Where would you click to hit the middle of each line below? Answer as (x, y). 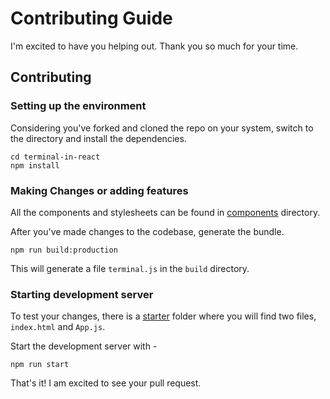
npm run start (40, 365)
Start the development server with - (84, 346)
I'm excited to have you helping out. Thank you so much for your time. (154, 46)
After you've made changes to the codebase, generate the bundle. (147, 231)
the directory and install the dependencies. (98, 138)
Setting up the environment (78, 106)
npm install (35, 165)
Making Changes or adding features (99, 190)
